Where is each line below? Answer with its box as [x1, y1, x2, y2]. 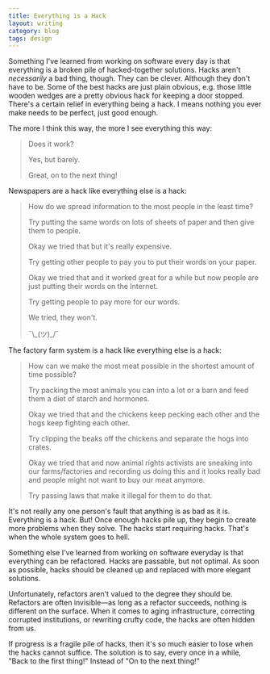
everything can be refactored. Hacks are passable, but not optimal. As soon [8, 556, 260, 566]
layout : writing [8, 19, 63, 27]
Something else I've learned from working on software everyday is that [8, 548, 244, 558]
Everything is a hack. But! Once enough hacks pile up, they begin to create [8, 515, 256, 525]
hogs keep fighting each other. [27, 418, 131, 428]
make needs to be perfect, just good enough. [8, 108, 159, 118]
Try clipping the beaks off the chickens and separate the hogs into [27, 433, 249, 444]
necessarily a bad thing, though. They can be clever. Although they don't [8, 73, 251, 83]
